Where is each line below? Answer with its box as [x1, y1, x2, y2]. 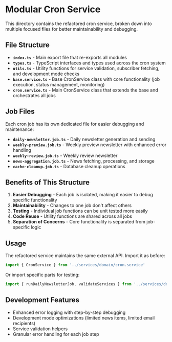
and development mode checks [12, 71, 80, 77]
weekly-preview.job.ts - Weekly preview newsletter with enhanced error [12, 142, 167, 148]
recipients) [12, 320, 36, 326]
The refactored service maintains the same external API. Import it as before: [5, 253, 165, 259]
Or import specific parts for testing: [5, 272, 80, 278]
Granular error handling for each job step [12, 331, 99, 337]
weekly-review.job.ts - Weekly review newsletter [12, 152, 118, 158]
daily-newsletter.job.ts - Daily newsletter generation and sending [12, 136, 156, 142]
